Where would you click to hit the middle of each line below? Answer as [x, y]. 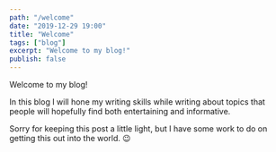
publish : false [38, 59]
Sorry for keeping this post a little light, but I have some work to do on [138, 129]
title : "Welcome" [42, 34]
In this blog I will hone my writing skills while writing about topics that [137, 102]
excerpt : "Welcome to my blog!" [70, 51]
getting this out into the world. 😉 [70, 138]
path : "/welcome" [42, 17]
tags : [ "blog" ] [38, 42]
